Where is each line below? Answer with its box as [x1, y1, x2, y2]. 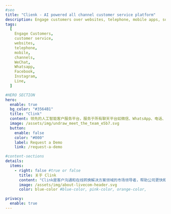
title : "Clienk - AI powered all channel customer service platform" [5, 12, 156, 17]
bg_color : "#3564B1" [10, 106, 53, 112]
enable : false [14, 130, 44, 136]
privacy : [5, 196, 24, 201]
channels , [14, 55, 36, 60]
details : [5, 158, 24, 164]
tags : [5, 21, 17, 27]
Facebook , [14, 69, 36, 74]
